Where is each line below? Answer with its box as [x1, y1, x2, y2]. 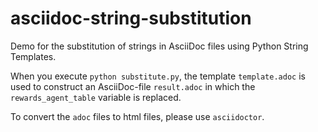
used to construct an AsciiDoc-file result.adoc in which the [10, 80, 256, 92]
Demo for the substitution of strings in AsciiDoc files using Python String [10, 40, 309, 52]
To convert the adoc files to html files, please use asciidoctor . [10, 110, 265, 122]
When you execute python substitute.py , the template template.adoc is [10, 70, 306, 82]
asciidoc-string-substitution [10, 7, 252, 30]
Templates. [10, 50, 57, 62]
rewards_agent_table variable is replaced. [10, 91, 182, 103]
